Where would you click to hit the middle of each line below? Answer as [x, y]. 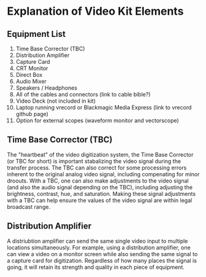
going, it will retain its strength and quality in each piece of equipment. [96, 267]
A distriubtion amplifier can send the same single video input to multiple [97, 241]
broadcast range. [29, 206]
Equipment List [36, 34]
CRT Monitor [32, 68]
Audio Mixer [31, 81]
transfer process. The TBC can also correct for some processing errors [97, 168]
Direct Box [29, 75]
